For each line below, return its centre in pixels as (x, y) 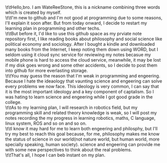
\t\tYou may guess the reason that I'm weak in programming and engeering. (83, 76)
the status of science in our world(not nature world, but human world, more (82, 139)
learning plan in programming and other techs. (53, 28)
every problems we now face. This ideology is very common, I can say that (82, 86)
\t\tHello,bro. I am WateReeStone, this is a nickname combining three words (83, 7)
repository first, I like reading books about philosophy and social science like (84, 39)
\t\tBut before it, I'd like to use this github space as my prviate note (74, 34)
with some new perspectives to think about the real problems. (69, 150)
